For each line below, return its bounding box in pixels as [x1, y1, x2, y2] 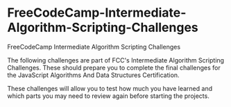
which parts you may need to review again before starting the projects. [7, 92, 209, 100]
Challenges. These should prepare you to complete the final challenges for [7, 63, 221, 72]
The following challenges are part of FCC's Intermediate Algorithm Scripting [7, 56, 224, 64]
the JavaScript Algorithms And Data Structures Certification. [7, 71, 180, 79]
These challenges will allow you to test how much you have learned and [7, 84, 213, 92]
